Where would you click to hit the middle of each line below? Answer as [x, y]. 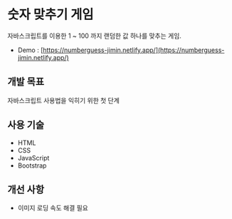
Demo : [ [30, 50]
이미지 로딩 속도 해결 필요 [53, 208]
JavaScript [33, 158]
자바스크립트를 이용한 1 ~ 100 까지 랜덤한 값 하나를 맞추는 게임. [94, 36]
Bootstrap [32, 165]
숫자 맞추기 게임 [51, 15]
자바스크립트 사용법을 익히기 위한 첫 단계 [63, 100]
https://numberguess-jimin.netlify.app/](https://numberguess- [133, 50]
